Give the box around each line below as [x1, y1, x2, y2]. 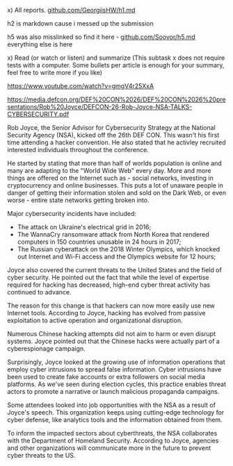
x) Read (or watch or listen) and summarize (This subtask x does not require [7, 53, 225, 62]
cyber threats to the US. [7, 451, 76, 459]
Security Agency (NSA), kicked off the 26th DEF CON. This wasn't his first [7, 131, 220, 139]
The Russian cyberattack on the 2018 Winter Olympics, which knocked [17, 245, 220, 253]
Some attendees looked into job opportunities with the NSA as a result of [7, 401, 216, 409]
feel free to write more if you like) [7, 69, 103, 76]
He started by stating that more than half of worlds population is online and [7, 159, 223, 167]
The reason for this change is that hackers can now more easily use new [7, 301, 216, 310]
